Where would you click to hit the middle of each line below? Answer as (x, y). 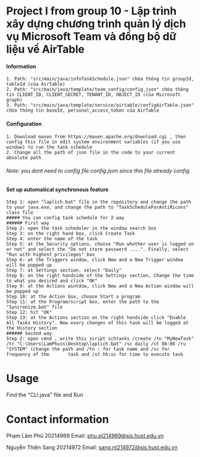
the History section (32, 328)
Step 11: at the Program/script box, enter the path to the (83, 302)
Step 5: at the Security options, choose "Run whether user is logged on (100, 244)
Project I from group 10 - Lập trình (91, 11)
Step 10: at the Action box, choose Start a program (73, 297)
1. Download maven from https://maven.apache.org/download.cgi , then (96, 136)
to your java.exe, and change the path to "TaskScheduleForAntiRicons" (97, 207)
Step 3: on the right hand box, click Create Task (71, 234)
